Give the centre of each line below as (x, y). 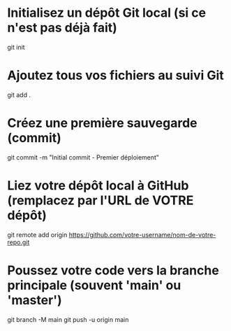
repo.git (18, 242)
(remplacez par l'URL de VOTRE (100, 200)
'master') (35, 300)
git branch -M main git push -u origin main (68, 319)
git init (16, 47)
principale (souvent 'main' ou (94, 285)
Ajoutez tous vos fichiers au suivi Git (116, 76)
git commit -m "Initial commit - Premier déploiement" (83, 157)
